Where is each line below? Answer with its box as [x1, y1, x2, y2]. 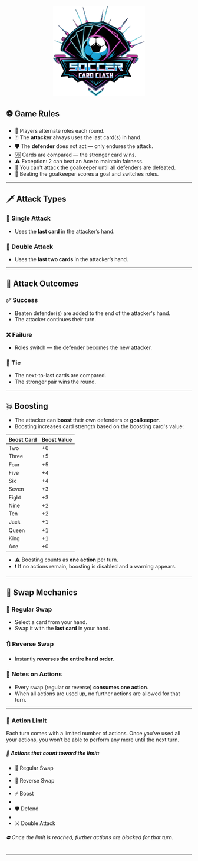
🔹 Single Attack [6, 214, 51, 222]
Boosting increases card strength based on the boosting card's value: [14, 423, 184, 430]
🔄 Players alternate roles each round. [14, 127, 105, 134]
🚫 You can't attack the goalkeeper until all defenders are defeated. [14, 164, 176, 171]
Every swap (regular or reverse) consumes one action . [14, 683, 149, 691]
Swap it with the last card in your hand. [14, 625, 111, 632]
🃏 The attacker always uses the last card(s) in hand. [14, 134, 142, 141]
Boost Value [41, 436, 72, 443]
